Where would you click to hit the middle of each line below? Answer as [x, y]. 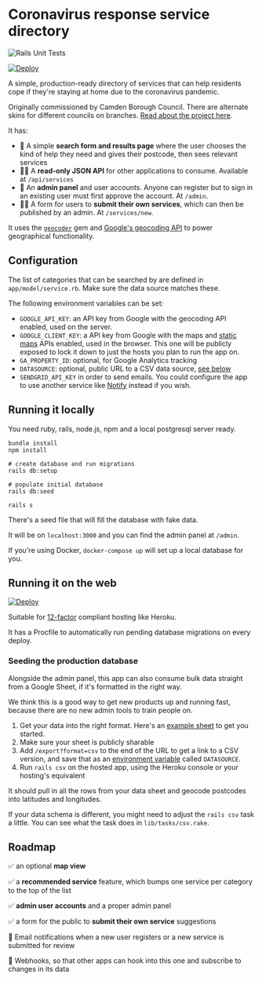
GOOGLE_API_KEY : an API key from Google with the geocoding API [123, 318]
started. [32, 734]
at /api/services [47, 179]
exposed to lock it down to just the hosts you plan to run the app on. [129, 352]
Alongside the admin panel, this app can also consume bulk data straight [126, 678]
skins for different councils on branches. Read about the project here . [120, 115]
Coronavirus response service [109, 15]
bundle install [33, 443]
